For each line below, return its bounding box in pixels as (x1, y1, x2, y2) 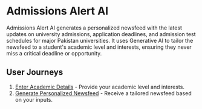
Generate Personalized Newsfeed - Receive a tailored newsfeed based (15, 89, 192, 97)
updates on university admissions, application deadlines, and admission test (6, 30, 196, 37)
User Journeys (6, 67, 64, 78)
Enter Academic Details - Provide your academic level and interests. (15, 83, 184, 90)
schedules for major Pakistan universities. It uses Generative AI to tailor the (6, 37, 194, 44)
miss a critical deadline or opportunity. (6, 49, 102, 57)
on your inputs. (15, 96, 53, 103)
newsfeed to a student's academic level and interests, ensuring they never (6, 43, 192, 51)
